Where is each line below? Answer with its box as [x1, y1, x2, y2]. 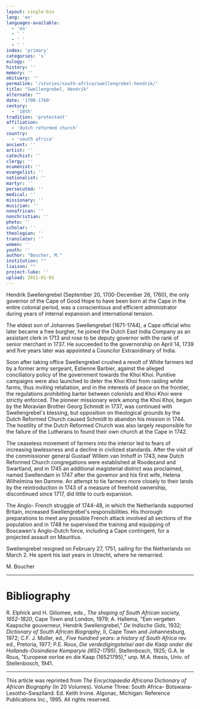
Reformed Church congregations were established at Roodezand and [6, 458, 176, 465]
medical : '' [6, 191, 36, 197]
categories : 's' [6, 53, 46, 59]
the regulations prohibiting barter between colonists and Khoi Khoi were [6, 390, 183, 397]
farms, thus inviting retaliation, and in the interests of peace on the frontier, [6, 384, 190, 391]
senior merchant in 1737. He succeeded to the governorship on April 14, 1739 [6, 340, 194, 347]
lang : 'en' [6, 14, 33, 20]
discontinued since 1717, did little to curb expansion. [6, 490, 133, 497]
